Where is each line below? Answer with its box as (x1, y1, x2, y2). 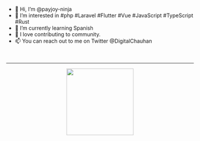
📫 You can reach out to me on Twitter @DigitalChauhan (14, 37, 152, 44)
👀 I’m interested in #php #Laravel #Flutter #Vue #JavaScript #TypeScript (14, 12, 193, 19)
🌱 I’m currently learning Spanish (14, 24, 93, 31)
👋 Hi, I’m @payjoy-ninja (14, 6, 73, 12)
